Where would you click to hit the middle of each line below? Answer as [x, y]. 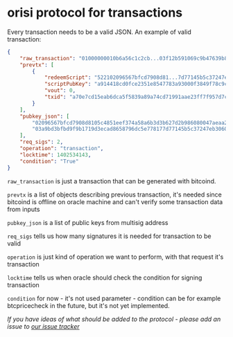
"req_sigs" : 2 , [42, 142]
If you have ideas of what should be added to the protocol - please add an [114, 319]
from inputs [24, 209]
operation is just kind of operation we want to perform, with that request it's [115, 257]
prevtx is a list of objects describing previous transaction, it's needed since [114, 194]
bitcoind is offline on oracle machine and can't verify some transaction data [115, 201]
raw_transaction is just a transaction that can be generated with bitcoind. [112, 181]
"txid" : [55, 97]
